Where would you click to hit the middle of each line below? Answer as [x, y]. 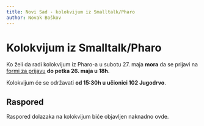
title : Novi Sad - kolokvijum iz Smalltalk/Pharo [71, 12]
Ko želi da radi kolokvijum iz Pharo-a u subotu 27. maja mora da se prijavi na [102, 65]
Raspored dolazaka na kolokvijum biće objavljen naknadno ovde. [88, 117]
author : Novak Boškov [34, 18]
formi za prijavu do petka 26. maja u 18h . [58, 71]
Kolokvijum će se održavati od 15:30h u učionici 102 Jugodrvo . [86, 83]
